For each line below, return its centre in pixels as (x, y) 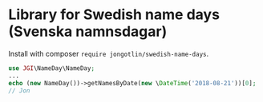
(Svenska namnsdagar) (88, 31)
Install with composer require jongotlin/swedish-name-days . (109, 53)
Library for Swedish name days (114, 15)
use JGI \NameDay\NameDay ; (51, 68)
